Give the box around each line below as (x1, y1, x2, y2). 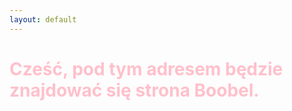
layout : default (9, 14, 77, 25)
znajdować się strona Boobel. (9, 79, 260, 101)
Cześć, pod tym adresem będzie (9, 57, 284, 80)
